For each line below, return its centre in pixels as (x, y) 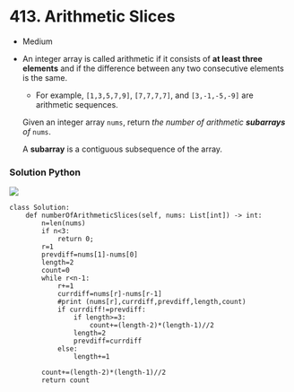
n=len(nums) (64, 223)
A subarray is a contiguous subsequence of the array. (122, 149)
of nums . (37, 131)
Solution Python (45, 172)
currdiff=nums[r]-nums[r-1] (110, 294)
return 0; (75, 240)
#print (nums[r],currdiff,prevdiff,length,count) (151, 302)
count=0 (56, 271)
